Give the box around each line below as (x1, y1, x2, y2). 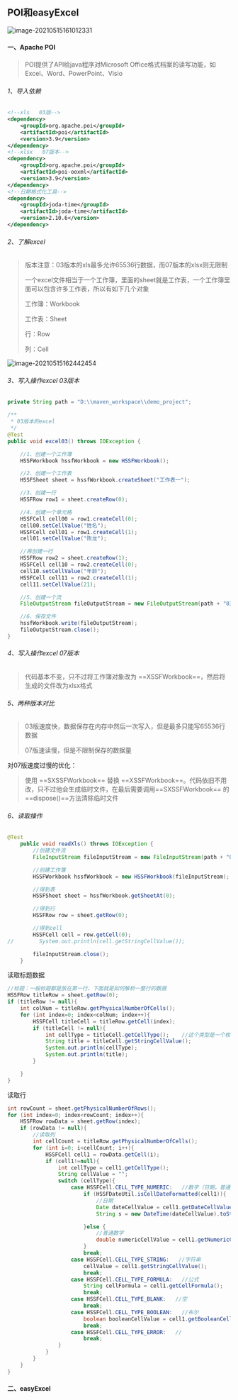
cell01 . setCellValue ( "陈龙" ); (20, 535, 108, 543)
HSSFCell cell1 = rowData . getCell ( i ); (45, 1151, 160, 1158)
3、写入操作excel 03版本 (7, 376, 80, 384)
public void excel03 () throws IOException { (7, 438, 141, 445)
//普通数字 (96, 1230, 124, 1237)
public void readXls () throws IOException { (20, 840, 154, 848)
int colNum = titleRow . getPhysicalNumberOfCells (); (20, 1005, 176, 1012)
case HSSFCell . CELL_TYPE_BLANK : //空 (70, 1296, 188, 1303)
